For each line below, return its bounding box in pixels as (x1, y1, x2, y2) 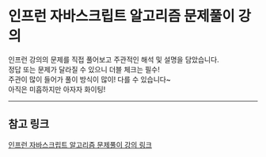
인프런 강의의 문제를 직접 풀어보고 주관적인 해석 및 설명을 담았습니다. (8, 55, 219, 64)
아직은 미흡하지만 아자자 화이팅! (8, 84, 106, 94)
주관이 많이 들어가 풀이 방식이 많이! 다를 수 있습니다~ (8, 75, 172, 84)
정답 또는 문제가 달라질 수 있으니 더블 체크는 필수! (8, 64, 161, 74)
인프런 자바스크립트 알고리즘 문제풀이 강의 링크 (8, 140, 153, 149)
